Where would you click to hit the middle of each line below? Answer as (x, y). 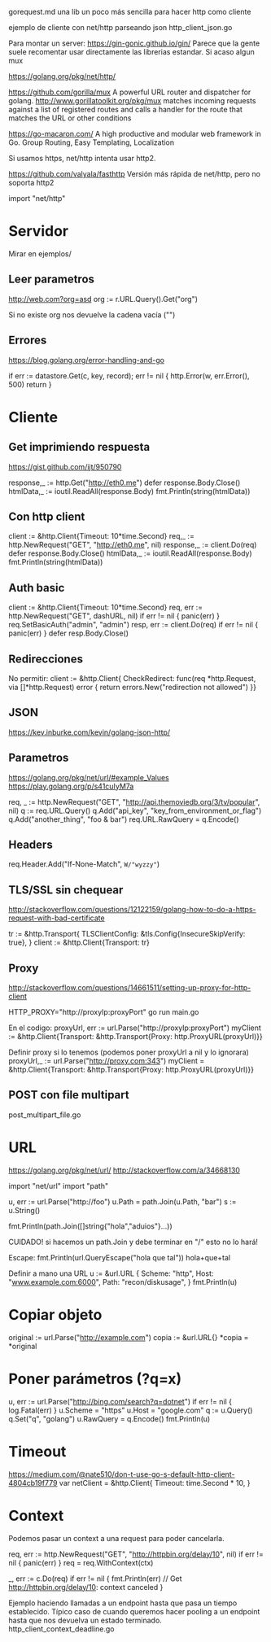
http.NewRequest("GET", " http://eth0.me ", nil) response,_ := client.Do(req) (133, 545)
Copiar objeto (55, 1315)
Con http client (47, 516)
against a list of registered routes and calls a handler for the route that (125, 109)
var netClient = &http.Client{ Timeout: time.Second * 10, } (155, 1483)
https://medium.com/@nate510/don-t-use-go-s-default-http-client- (122, 1474)
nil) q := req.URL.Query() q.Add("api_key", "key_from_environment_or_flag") (135, 810)
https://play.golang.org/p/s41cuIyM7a (71, 786)
